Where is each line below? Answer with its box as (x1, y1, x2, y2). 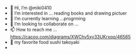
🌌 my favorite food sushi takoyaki (10, 39, 80, 45)
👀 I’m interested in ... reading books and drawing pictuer (10, 10, 127, 16)
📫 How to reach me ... (10, 27, 57, 32)
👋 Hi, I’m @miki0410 (10, 5, 52, 11)
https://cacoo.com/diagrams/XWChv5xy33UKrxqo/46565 (10, 34, 131, 40)
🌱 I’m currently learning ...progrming (10, 16, 86, 21)
